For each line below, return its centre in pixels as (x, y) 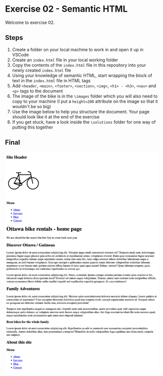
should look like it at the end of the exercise (56, 117)
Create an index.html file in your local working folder (65, 60)
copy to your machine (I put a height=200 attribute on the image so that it (85, 101)
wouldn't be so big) (31, 106)
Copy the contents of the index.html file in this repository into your (79, 65)
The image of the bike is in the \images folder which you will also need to (85, 96)
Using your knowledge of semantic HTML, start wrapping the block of (82, 75)
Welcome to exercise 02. (30, 22)
